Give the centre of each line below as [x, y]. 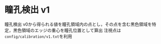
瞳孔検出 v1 [27, 10]
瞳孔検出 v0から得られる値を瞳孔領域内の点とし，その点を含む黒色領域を [78, 24]
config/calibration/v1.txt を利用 [38, 36]
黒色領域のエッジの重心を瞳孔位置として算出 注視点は [67, 30]
